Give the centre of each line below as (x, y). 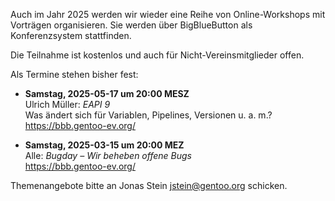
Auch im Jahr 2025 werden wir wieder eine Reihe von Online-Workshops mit (168, 14)
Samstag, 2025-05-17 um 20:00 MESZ (107, 93)
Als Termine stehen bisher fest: (74, 74)
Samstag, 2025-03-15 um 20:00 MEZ (104, 145)
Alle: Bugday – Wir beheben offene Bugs (108, 155)
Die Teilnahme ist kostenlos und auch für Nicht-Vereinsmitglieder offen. (157, 55)
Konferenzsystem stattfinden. (71, 35)
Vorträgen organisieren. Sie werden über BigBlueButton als (131, 25)
